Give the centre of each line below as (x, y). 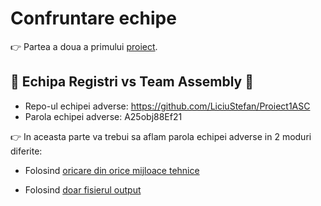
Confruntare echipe (93, 18)
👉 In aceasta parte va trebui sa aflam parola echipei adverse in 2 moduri (161, 136)
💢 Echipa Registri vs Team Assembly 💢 (132, 82)
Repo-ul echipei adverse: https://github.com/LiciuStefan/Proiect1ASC (167, 106)
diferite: (26, 151)
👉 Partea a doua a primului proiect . (84, 46)
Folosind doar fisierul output (83, 189)
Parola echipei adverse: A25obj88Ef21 (103, 116)
